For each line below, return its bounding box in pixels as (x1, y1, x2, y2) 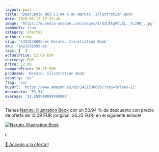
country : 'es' (5, 76, 34, 80)
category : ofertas (5, 30, 43, 35)
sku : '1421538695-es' (5, 44, 50, 49)
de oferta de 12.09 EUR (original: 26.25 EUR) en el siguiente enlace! (5, 112, 141, 118)
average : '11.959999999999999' (5, 94, 69, 99)
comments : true (5, 25, 36, 30)
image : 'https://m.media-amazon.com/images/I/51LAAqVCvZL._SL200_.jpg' (5, 21, 155, 26)
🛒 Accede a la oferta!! (5, 142, 49, 148)
